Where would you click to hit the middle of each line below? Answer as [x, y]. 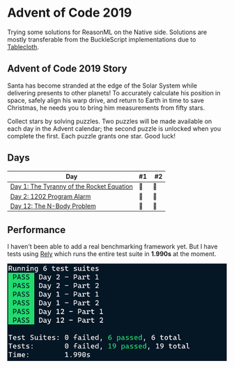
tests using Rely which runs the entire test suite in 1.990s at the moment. [112, 254]
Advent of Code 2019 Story [67, 69]
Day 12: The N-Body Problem [53, 206]
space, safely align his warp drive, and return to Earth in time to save [106, 100]
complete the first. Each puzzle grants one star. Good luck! [92, 136]
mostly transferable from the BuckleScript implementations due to [102, 39]
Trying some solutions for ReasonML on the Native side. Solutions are [107, 32]
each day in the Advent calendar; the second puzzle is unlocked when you [114, 128]
